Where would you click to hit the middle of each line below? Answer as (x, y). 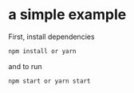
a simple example (67, 15)
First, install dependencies (51, 37)
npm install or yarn (43, 51)
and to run (25, 66)
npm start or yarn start (49, 81)
